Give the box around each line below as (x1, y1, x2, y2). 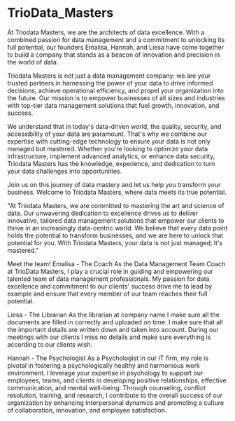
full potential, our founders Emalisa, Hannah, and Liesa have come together (7, 43, 225, 51)
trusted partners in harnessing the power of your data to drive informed (7, 78, 213, 87)
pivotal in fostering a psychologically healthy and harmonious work (7, 361, 201, 369)
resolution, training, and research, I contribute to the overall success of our (7, 391, 223, 399)
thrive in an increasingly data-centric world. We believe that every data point (7, 223, 228, 232)
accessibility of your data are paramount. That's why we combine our (7, 130, 208, 138)
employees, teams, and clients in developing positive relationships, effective (7, 376, 227, 385)
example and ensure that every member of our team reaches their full (7, 289, 208, 298)
